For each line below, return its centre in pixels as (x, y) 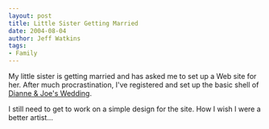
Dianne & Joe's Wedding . (50, 93)
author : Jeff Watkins (45, 38)
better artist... (31, 117)
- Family (23, 53)
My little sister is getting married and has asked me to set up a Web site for (132, 76)
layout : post (30, 16)
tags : (17, 46)
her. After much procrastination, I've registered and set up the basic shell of (134, 85)
